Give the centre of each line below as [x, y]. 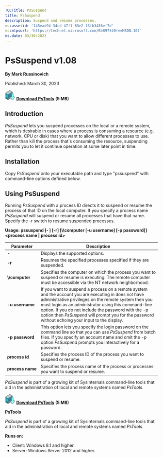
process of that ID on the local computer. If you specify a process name [77, 211]
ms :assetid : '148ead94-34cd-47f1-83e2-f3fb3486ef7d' [59, 26]
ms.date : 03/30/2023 [26, 36]
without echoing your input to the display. [82, 320]
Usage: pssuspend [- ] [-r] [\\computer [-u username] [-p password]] [76, 230]
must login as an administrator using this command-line [96, 304]
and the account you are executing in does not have [92, 294]
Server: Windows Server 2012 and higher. [54, 451]
